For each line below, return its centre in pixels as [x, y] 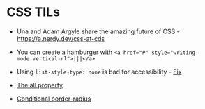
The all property [40, 85]
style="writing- [175, 53]
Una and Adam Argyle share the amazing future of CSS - [98, 31]
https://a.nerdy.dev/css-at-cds [61, 38]
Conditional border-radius [54, 99]
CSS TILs [33, 12]
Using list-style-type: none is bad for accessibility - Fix [99, 72]
